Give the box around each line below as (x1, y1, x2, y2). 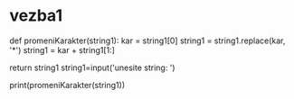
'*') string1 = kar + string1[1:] (9, 44, 116, 55)
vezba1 (9, 5, 63, 26)
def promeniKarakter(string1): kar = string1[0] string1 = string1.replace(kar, (9, 35, 286, 46)
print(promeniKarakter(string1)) (9, 79, 126, 90)
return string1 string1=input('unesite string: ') (9, 62, 175, 73)
